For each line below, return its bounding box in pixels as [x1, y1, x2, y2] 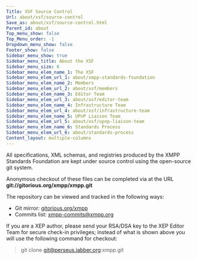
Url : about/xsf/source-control [6, 14, 84, 20]
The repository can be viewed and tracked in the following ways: [6, 193, 164, 200]
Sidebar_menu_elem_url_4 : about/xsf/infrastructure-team [6, 108, 150, 114]
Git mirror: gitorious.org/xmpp [14, 205, 88, 212]
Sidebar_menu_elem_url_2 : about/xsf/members [6, 86, 118, 92]
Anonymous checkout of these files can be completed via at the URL [6, 175, 174, 182]
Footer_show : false [6, 47, 55, 53]
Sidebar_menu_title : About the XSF [6, 58, 94, 64]
